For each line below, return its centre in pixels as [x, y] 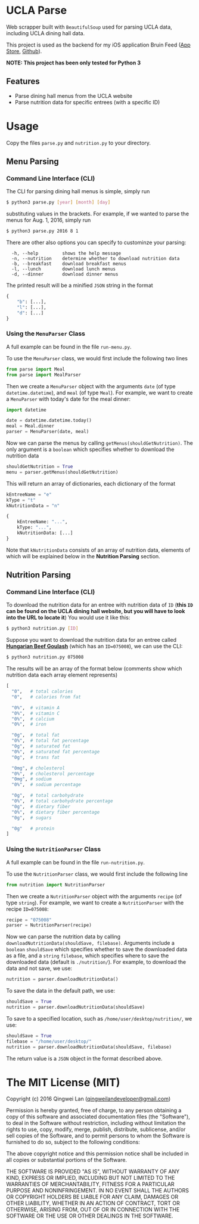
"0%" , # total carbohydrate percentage [62, 801]
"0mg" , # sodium [32, 779]
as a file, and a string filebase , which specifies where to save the [88, 956]
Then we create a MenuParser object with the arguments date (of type [91, 386]
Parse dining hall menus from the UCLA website [74, 95]
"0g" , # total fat [36, 735]
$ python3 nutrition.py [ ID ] [42, 629]
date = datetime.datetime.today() [49, 421]
